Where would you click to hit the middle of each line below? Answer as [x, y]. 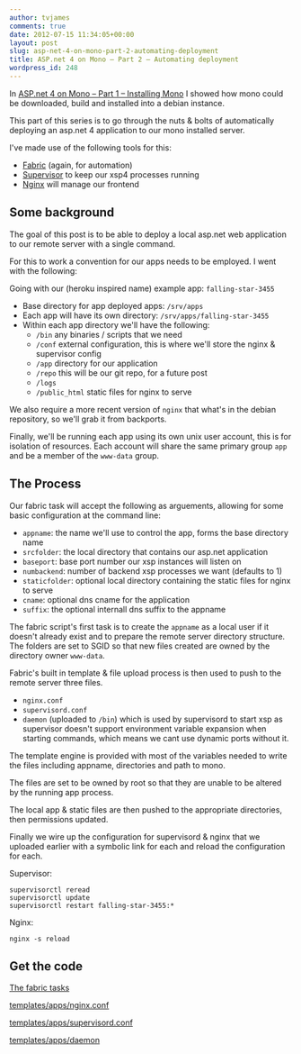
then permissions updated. [59, 819]
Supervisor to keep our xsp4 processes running [111, 174]
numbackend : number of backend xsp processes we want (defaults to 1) [152, 571]
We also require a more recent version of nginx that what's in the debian [143, 409]
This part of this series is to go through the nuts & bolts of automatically [142, 120]
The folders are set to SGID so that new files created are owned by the [140, 646]
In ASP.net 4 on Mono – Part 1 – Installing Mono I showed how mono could [146, 93]
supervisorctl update [50, 897]
